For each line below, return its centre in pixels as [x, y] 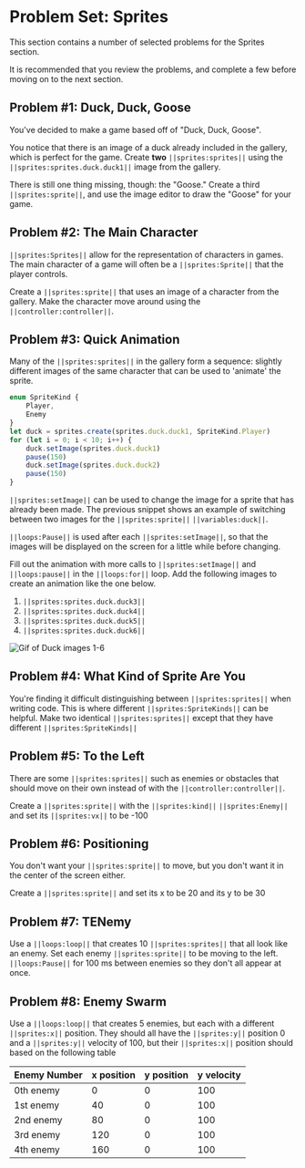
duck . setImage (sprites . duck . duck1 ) [93, 449]
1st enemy [37, 1105]
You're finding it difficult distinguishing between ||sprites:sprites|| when [150, 698]
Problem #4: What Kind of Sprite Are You [127, 677]
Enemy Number [49, 1075]
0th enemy [37, 1090]
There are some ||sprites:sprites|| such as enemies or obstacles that [144, 778]
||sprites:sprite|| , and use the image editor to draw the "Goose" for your [150, 194]
